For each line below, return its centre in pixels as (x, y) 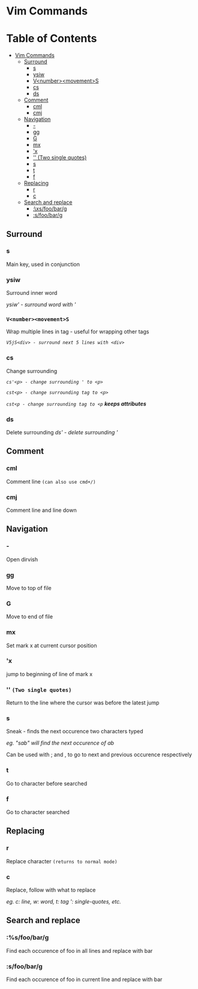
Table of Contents (52, 39)
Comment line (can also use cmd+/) (51, 481)
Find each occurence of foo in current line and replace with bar (84, 979)
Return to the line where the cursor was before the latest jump (83, 703)
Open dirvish (22, 559)
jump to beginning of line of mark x (49, 674)
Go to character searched (38, 812)
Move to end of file (29, 617)
